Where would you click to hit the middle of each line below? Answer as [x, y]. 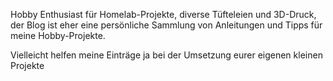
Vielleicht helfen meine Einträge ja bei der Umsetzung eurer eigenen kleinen [166, 55]
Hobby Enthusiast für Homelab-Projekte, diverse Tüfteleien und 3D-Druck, [163, 14]
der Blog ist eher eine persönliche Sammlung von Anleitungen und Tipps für [166, 25]
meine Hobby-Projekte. [58, 35]
